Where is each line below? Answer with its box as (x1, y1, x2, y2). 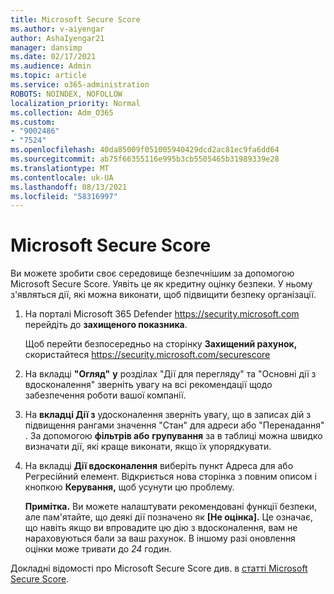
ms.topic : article (10, 71, 87, 81)
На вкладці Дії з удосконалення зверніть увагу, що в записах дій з (24, 409, 312, 421)
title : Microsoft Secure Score (10, 14, 141, 25)
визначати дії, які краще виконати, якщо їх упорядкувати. (24, 441, 272, 453)
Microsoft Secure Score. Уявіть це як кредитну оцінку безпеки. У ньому (10, 278, 313, 290)
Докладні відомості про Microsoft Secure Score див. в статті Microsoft (10, 562, 308, 575)
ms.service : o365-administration (10, 80, 150, 90)
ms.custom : (10, 117, 56, 127)
